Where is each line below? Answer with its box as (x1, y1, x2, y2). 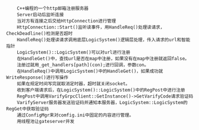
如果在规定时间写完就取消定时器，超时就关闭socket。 (17, 81, 131, 87)
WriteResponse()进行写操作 (6, 74, 68, 80)
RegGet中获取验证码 (6, 106, 49, 112)
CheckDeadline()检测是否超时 (6, 31, 73, 37)
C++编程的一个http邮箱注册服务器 (17, 5, 89, 11)
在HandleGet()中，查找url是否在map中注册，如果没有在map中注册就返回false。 (17, 56, 189, 61)
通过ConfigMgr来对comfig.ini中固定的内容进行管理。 (17, 112, 134, 118)
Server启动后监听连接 (17, 12, 64, 18)
